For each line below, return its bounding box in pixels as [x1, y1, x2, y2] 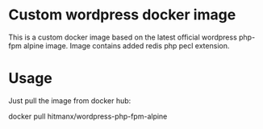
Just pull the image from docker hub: [8, 95, 131, 106]
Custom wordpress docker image [8, 6, 236, 24]
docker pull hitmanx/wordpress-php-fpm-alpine [8, 111, 168, 121]
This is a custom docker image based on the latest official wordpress [8, 32, 238, 42]
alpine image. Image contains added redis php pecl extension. [23, 40, 230, 50]
